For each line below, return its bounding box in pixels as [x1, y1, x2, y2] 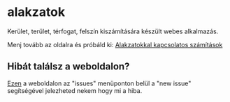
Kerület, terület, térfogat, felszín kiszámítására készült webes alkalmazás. [7, 27, 219, 35]
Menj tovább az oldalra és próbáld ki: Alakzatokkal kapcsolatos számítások [7, 40, 223, 49]
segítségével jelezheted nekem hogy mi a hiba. [7, 86, 143, 94]
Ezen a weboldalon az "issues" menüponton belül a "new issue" [7, 79, 192, 87]
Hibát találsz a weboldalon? [7, 60, 130, 73]
